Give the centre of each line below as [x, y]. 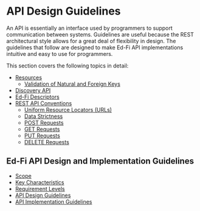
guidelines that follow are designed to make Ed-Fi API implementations [95, 47]
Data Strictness [43, 116]
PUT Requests [42, 136]
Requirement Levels [40, 189]
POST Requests [44, 122]
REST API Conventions [43, 103]
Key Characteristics [40, 182]
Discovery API [33, 90]
